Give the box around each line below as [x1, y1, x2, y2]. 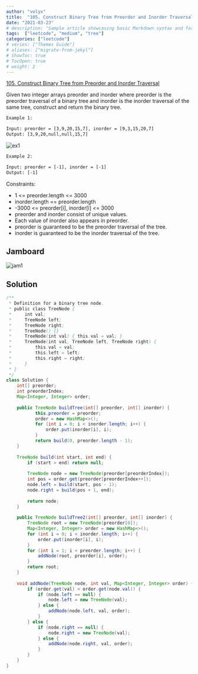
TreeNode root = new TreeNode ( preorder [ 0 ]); [27, 520, 138, 526]
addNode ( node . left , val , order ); [48, 608, 131, 614]
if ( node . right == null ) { [37, 624, 104, 630]
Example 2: [6, 154, 33, 159]
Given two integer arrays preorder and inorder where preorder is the [6, 91, 172, 98]
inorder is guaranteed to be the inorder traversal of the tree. [14, 229, 160, 236]
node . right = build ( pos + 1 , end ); [27, 487, 115, 493]
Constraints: [6, 180, 36, 187]
